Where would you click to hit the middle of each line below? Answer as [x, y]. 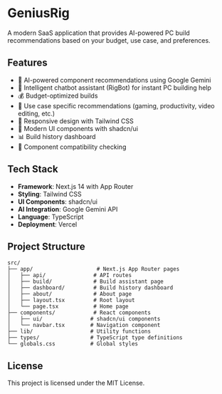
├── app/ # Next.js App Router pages [94, 269]
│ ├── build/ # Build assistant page [85, 282]
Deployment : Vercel [47, 224]
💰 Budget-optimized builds [58, 95]
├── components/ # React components [79, 313]
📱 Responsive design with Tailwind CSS [75, 121]
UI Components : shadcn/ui [58, 202]
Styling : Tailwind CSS [49, 194]
